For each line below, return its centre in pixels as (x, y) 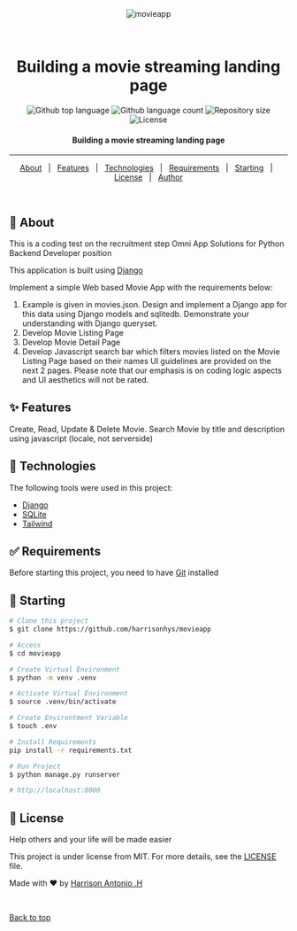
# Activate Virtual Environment (69, 694)
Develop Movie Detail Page (71, 342)
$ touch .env (33, 726)
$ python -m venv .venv (53, 678)
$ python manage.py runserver (65, 774)
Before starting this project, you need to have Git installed (114, 573)
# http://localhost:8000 (55, 791)
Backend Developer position (61, 252)
